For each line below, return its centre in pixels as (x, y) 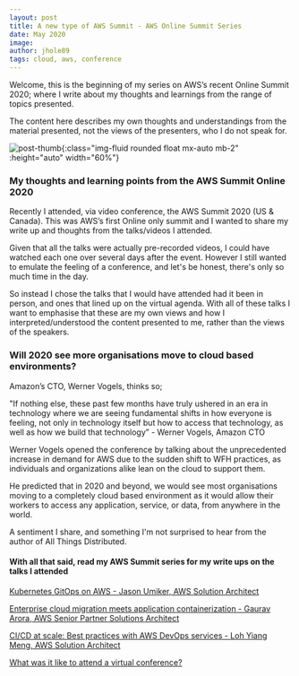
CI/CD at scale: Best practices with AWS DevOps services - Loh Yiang (138, 635)
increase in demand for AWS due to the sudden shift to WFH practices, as (145, 459)
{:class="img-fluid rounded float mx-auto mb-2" (150, 148)
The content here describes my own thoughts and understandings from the (148, 121)
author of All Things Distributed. (68, 541)
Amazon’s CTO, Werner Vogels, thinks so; (86, 386)
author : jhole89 (39, 51)
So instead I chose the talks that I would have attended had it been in (137, 294)
